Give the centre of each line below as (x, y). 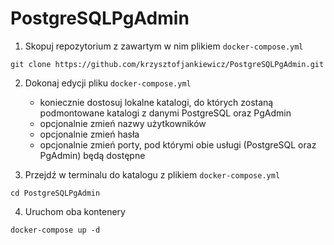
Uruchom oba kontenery (75, 211)
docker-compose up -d (55, 230)
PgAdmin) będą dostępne (92, 155)
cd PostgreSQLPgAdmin (55, 193)
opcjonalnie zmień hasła (89, 134)
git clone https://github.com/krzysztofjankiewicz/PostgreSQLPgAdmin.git (167, 64)
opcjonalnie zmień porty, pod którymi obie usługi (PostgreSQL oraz (178, 144)
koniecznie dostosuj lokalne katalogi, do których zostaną (156, 102)
